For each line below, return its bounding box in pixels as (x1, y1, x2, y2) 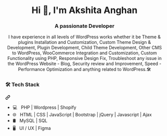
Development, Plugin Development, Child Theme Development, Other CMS (7, 45, 162, 51)
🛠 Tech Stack (5, 81, 40, 88)
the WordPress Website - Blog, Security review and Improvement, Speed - (7, 60, 162, 67)
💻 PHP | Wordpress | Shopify (12, 104, 76, 110)
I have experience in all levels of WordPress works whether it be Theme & (8, 34, 161, 40)
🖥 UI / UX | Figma (12, 125, 51, 131)
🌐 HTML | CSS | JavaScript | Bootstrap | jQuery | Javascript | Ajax (12, 111, 152, 117)
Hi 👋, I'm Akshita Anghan (31, 5, 138, 16)
